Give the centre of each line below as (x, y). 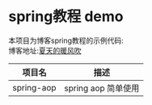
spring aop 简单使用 (102, 88)
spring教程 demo (66, 17)
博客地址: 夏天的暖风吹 (45, 50)
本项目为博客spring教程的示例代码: (66, 40)
